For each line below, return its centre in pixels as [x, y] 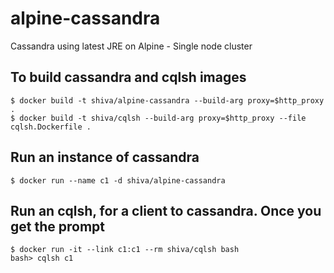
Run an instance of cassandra [105, 157]
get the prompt [57, 226]
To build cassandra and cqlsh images [128, 77]
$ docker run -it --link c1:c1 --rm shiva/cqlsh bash [125, 250]
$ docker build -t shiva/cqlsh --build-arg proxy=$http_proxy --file [158, 118]
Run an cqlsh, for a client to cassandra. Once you [166, 210]
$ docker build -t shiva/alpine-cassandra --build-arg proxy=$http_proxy [167, 100]
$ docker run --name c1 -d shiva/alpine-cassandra [118, 180]
